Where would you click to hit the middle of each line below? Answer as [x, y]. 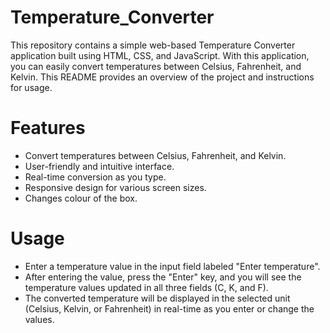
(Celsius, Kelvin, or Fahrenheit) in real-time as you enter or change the [169, 308]
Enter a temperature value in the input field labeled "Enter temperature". [172, 266]
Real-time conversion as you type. [95, 177]
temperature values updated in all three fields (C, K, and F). [146, 287]
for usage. [31, 87]
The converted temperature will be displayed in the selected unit [157, 298]
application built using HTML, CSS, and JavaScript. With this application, [160, 55]
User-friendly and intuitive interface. [99, 166]
